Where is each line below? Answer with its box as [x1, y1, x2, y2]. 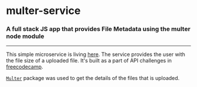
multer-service [6, 4, 81, 18]
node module [6, 32, 45, 40]
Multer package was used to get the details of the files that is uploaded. [6, 75, 180, 82]
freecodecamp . [6, 63, 43, 71]
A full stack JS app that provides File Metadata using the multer [6, 25, 191, 33]
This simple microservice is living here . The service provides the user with [6, 51, 186, 58]
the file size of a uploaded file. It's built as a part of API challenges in [6, 57, 172, 64]
